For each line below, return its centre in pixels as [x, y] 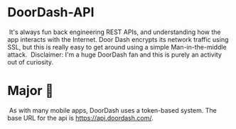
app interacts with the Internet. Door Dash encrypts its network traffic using [118, 39]
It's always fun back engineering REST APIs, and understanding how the [115, 32]
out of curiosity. [31, 62]
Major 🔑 [31, 91]
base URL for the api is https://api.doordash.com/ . [81, 118]
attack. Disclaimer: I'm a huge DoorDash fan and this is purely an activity [115, 55]
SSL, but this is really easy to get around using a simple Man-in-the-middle [117, 47]
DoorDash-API [51, 12]
